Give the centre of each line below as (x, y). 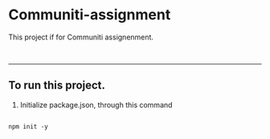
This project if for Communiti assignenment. (81, 37)
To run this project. (57, 86)
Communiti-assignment (90, 15)
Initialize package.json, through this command (96, 104)
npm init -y (28, 126)
